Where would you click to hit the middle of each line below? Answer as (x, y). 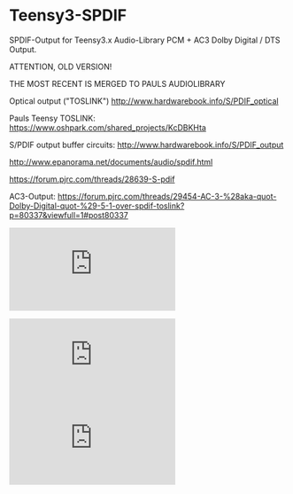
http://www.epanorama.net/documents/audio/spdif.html (111, 161)
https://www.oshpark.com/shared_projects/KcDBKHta (108, 127)
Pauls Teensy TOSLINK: (52, 118)
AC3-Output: (32, 196)
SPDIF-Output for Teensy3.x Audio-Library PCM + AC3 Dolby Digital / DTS (145, 40)
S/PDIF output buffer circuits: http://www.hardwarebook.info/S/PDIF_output (146, 145)
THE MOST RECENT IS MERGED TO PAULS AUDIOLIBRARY (117, 83)
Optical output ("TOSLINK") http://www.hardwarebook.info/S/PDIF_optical (144, 101)
